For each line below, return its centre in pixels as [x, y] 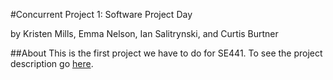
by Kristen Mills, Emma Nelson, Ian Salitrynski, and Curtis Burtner [144, 33]
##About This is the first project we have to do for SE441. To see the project [166, 53]
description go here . [52, 63]
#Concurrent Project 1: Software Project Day [101, 14]
